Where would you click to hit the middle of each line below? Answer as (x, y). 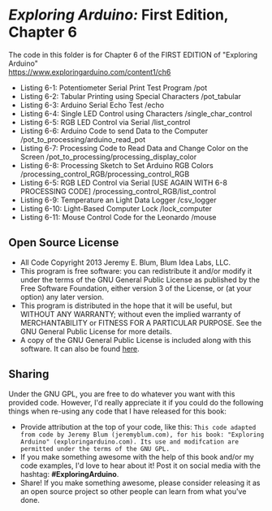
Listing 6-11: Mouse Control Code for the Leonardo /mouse (118, 217)
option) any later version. (62, 297)
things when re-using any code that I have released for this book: (118, 411)
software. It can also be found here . (80, 349)
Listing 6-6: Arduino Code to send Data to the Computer (114, 131)
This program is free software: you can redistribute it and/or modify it (136, 271)
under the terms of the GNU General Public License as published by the (140, 279)
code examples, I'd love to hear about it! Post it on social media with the (140, 466)
